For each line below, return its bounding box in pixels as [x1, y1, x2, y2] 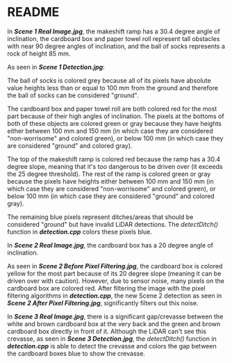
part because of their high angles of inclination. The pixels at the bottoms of [7, 112, 224, 120]
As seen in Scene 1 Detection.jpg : [7, 63, 106, 71]
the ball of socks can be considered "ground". [7, 91, 139, 99]
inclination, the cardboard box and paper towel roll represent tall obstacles [7, 34, 220, 42]
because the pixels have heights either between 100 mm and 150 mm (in [7, 177, 214, 185]
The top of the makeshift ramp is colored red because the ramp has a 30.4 [7, 154, 221, 163]
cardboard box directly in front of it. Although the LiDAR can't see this [7, 327, 207, 335]
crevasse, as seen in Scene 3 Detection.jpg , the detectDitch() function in [7, 334, 217, 343]
